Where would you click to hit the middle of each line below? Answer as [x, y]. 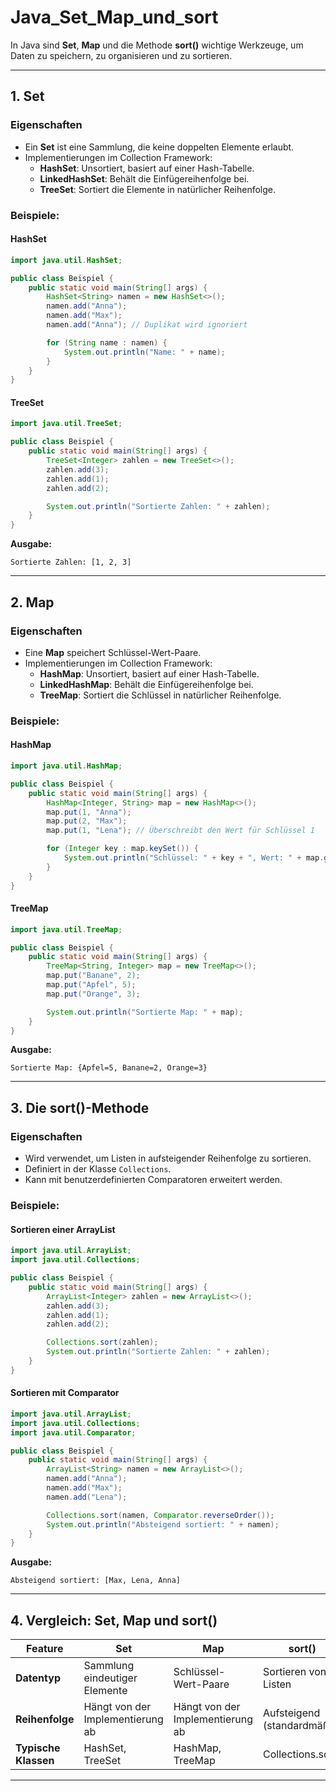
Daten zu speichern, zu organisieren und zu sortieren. [121, 55]
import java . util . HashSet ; [66, 260]
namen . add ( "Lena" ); [87, 1497]
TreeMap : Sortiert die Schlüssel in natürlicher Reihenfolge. [160, 695]
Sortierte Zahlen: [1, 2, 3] [71, 562]
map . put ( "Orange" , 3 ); [93, 994]
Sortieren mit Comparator [65, 1393]
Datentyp [38, 1678]
